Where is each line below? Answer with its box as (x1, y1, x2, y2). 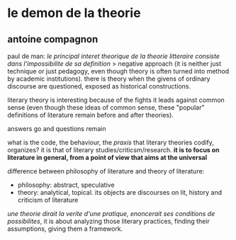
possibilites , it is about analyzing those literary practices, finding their (7, 217, 210, 225)
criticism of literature (17, 196, 79, 204)
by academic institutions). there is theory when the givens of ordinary (7, 74, 210, 83)
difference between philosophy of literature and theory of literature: (7, 167, 205, 175)
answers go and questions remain (7, 125, 106, 132)
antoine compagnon (7, 33, 99, 45)
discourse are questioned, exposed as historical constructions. (7, 82, 191, 90)
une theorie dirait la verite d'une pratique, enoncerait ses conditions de (7, 210, 215, 217)
